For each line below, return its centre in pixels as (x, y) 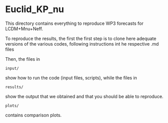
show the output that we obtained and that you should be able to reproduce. (85, 96)
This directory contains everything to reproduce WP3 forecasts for (74, 23)
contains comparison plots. (34, 115)
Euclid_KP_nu (35, 9)
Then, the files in (23, 59)
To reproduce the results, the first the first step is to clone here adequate (81, 38)
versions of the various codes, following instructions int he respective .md (82, 44)
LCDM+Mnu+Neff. (24, 28)
